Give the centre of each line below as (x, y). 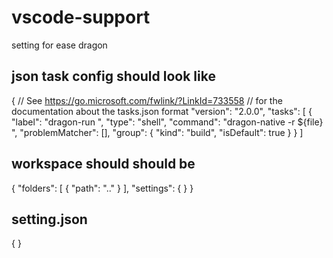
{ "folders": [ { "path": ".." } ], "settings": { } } (102, 188)
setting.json (49, 219)
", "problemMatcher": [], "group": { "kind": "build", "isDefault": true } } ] (157, 132)
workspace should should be (103, 164)
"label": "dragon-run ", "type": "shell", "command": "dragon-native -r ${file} (167, 122)
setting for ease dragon (59, 45)
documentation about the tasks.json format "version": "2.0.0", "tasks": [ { (162, 111)
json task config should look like (113, 76)
